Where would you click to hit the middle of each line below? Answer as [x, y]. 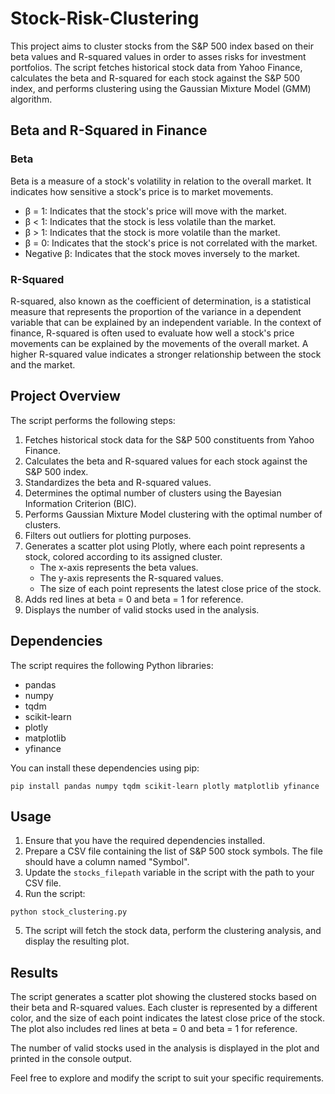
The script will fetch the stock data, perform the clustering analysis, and [173, 931]
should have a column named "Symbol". [107, 862]
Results [34, 972]
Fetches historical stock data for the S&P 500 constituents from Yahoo [169, 439]
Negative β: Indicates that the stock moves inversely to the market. [162, 253]
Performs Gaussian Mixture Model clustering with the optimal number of [173, 514]
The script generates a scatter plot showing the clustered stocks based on [163, 997]
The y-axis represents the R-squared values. [131, 578]
